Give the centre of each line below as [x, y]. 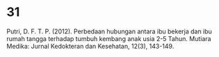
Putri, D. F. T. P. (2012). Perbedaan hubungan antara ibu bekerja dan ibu [109, 31]
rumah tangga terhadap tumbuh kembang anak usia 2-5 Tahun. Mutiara [109, 38]
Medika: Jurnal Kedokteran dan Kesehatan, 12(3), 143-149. [90, 46]
